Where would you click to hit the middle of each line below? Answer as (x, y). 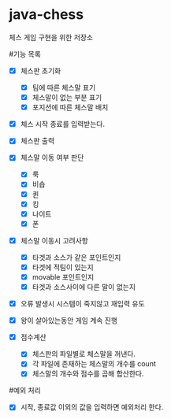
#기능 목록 (25, 54)
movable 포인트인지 (63, 276)
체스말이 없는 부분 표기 (67, 98)
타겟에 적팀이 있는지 (63, 267)
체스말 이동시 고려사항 (54, 240)
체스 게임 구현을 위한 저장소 (51, 37)
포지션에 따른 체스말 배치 (70, 107)
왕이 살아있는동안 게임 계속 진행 (69, 321)
